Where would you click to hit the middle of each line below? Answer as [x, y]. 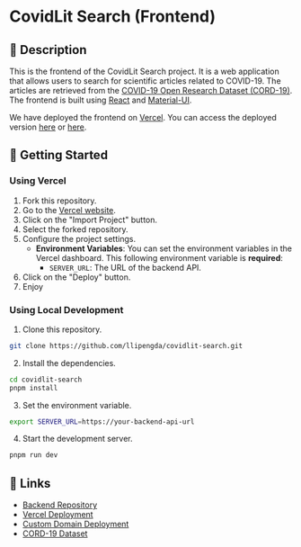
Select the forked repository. [75, 229]
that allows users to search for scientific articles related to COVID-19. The [145, 81]
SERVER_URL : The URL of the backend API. [125, 267]
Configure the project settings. [79, 238]
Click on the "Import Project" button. [90, 220]
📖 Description [48, 50]
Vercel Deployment [58, 515]
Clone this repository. [62, 329]
